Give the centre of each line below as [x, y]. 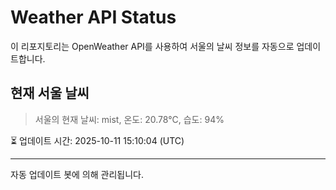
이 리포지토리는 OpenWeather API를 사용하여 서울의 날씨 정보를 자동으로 [152, 46]
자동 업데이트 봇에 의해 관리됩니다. [77, 174]
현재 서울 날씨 [50, 93]
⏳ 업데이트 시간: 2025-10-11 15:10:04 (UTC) [97, 140]
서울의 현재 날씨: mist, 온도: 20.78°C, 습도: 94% [129, 119]
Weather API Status [93, 17]
